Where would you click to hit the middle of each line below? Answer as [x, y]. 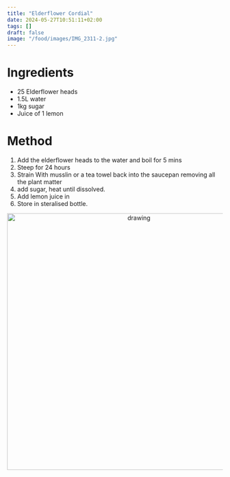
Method [30, 141]
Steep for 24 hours [43, 167]
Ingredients [40, 73]
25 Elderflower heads [47, 92]
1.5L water [31, 99]
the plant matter [39, 182]
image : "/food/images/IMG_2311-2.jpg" [62, 39]
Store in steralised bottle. [52, 204]
